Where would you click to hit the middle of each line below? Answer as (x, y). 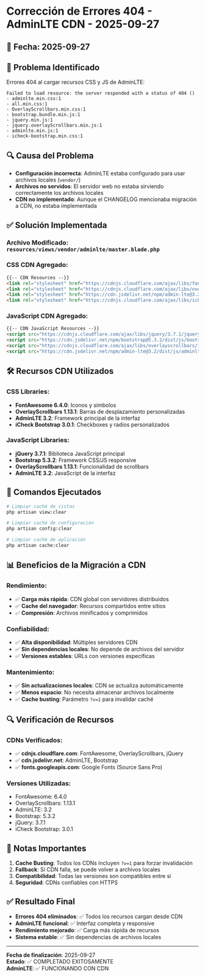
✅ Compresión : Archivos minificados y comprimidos (81, 613)
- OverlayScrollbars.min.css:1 (46, 109)
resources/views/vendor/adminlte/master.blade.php (83, 249)
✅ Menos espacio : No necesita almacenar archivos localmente (95, 692)
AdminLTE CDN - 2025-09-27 (83, 24)
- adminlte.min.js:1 (33, 131)
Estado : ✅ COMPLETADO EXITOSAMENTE (60, 961)
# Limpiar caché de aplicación (46, 540)
